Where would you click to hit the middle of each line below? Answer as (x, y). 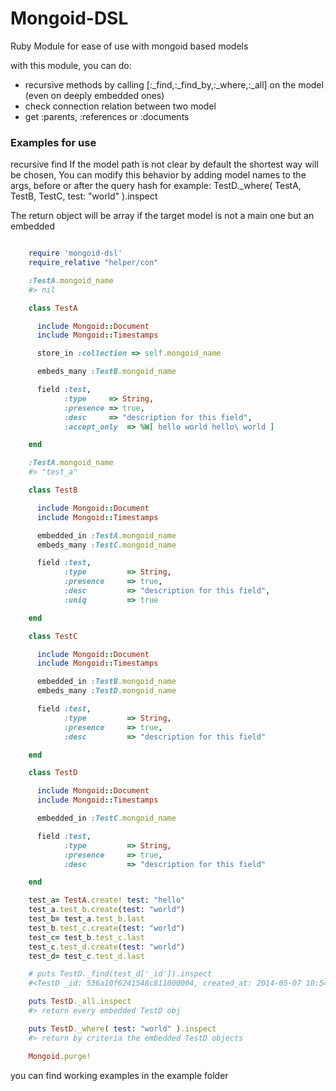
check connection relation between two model (120, 106)
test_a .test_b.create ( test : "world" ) (107, 910)
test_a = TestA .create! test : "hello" (107, 900)
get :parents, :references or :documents (107, 116)
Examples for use (53, 142)
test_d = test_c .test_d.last (86, 956)
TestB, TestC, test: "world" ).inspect (84, 196)
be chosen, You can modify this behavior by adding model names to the (158, 175)
